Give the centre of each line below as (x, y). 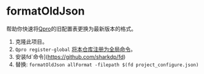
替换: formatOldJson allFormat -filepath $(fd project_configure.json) (107, 64)
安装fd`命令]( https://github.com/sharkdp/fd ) (70, 56)
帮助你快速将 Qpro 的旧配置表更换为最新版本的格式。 (71, 29)
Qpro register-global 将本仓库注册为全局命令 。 (75, 49)
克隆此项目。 (31, 41)
